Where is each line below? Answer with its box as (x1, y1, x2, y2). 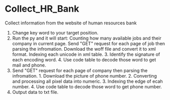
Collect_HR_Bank (5, 3, 80, 15)
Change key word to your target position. (12, 29, 99, 36)
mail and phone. (12, 62, 46, 68)
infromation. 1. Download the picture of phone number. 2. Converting (12, 73, 157, 79)
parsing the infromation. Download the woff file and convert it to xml (12, 46, 156, 52)
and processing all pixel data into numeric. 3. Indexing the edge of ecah (12, 78, 163, 84)
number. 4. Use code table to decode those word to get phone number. (12, 83, 162, 89)
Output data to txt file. (12, 89, 59, 95)
